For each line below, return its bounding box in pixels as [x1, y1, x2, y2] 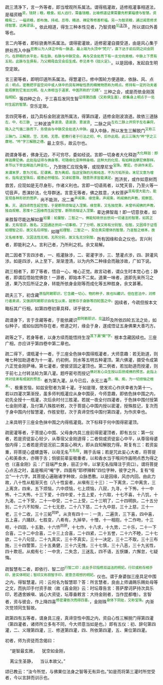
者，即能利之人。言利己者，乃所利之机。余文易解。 [5, 242, 107, 248]
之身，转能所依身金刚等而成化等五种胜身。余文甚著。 [38, 281, 146, 287]
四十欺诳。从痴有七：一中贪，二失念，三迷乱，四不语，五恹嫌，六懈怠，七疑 [5, 549, 158, 555]
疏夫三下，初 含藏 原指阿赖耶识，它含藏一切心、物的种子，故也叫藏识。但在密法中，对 [5, 291, 153, 298]
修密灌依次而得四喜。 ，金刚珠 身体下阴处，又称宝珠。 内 [56, 598, 150, 604]
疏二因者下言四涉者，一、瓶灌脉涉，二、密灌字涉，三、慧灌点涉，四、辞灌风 [5, 252, 158, 258]
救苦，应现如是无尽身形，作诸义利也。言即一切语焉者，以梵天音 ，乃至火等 [5, 182, 154, 188]
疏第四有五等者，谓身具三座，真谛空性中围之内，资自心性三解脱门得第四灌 [5, 615, 154, 621]
